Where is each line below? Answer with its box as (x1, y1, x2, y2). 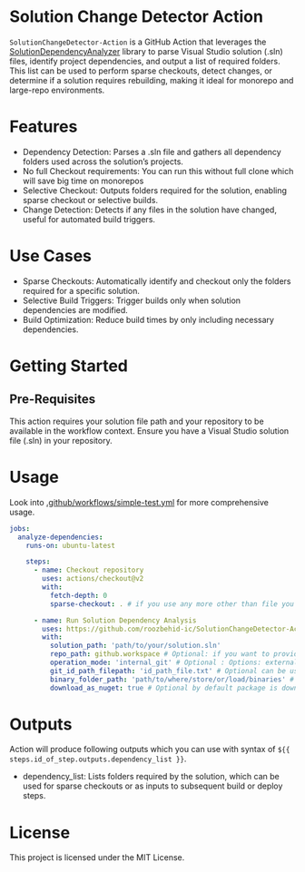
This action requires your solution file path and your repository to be (9, 416, 265, 426)
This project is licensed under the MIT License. (9, 852, 185, 863)
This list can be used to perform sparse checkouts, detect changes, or (9, 65, 272, 76)
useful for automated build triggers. (22, 213, 156, 224)
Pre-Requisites (9, 392, 96, 407)
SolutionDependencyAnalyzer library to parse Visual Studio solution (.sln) (9, 45, 283, 56)
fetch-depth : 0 (49, 591, 107, 600)
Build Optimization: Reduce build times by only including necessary (22, 314, 275, 325)
